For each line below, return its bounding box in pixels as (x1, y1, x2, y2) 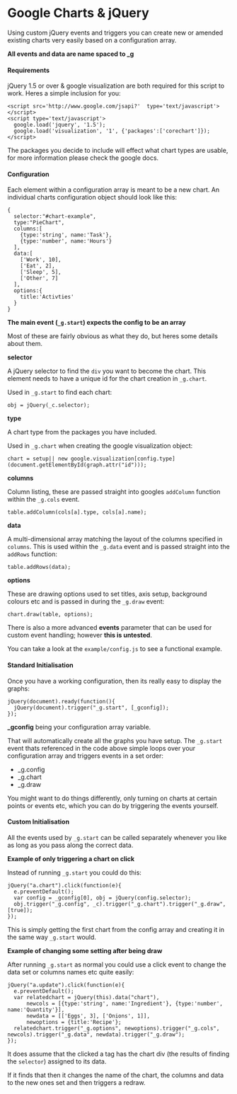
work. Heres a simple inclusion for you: (7, 89, 122, 98)
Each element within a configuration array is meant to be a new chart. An (7, 185, 220, 194)
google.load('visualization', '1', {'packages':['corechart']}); (13, 127, 211, 135)
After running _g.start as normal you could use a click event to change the (7, 960, 226, 969)
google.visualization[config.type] (70, 455, 175, 463)
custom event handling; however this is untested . (7, 631, 152, 640)
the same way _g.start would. (7, 933, 97, 941)
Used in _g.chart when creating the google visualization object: (7, 442, 193, 450)
